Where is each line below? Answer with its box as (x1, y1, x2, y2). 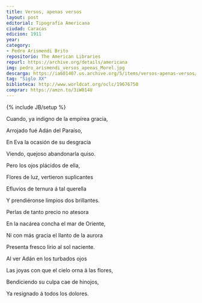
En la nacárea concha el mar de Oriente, (6, 220, 106, 227)
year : (6, 37, 20, 43)
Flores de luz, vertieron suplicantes (6, 173, 93, 180)
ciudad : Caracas (6, 25, 47, 32)
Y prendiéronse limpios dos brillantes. (6, 197, 100, 204)
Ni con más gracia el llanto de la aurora (6, 231, 103, 239)
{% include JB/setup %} (6, 103, 66, 111)
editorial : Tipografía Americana (6, 20, 90, 26)
